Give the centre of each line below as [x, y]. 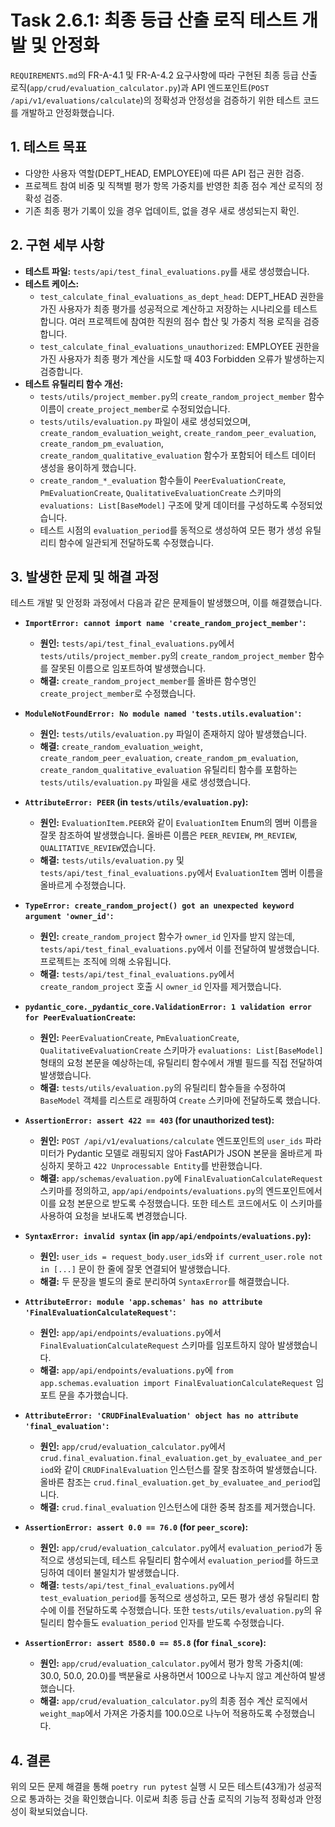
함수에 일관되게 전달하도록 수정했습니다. [136, 542]
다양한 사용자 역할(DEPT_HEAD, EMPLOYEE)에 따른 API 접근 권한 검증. [164, 173]
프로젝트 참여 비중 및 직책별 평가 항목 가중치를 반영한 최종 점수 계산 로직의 [168, 185]
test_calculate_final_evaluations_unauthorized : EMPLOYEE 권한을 [179, 346]
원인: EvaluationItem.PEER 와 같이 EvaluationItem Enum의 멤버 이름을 [178, 823]
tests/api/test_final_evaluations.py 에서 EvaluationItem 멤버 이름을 [181, 873]
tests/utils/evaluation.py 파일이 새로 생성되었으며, [145, 421]
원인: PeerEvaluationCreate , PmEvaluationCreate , [139, 1038]
